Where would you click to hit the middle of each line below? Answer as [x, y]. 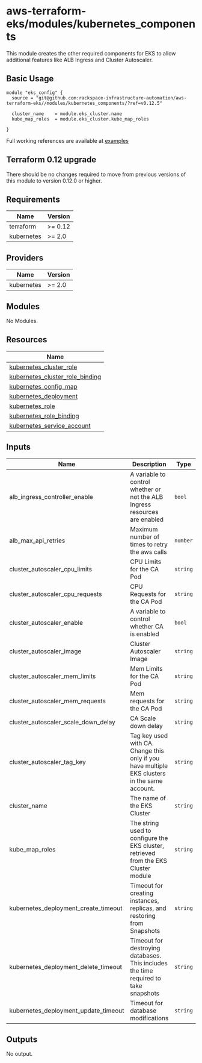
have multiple [149, 765]
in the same [147, 780]
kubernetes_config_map [43, 386]
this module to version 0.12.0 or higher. [54, 180]
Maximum [144, 529]
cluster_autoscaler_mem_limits [53, 676]
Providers [25, 258]
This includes [149, 963]
